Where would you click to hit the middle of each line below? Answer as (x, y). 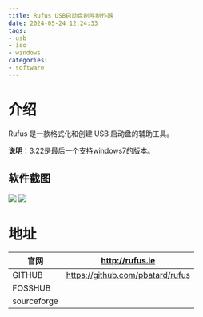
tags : (17, 30)
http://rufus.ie (128, 261)
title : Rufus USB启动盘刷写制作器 (61, 16)
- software (26, 68)
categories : (28, 61)
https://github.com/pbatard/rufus (128, 275)
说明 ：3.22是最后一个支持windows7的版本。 (82, 150)
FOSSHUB (32, 288)
